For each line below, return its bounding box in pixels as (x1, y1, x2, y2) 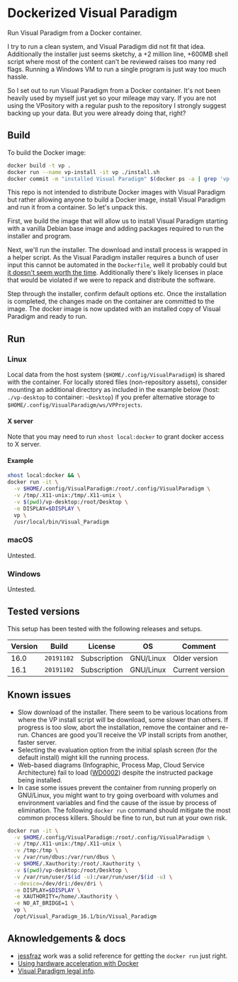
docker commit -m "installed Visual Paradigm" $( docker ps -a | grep (7, 175, 217, 182)
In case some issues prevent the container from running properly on (17, 783, 217, 792)
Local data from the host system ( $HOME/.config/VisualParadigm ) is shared (7, 371, 225, 379)
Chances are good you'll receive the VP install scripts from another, (30, 730, 228, 739)
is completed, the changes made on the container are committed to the (7, 297, 215, 306)
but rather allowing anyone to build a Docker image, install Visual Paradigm (7, 195, 226, 204)
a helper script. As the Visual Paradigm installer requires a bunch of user (7, 253, 219, 262)
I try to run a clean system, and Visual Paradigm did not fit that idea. (7, 42, 205, 50)
